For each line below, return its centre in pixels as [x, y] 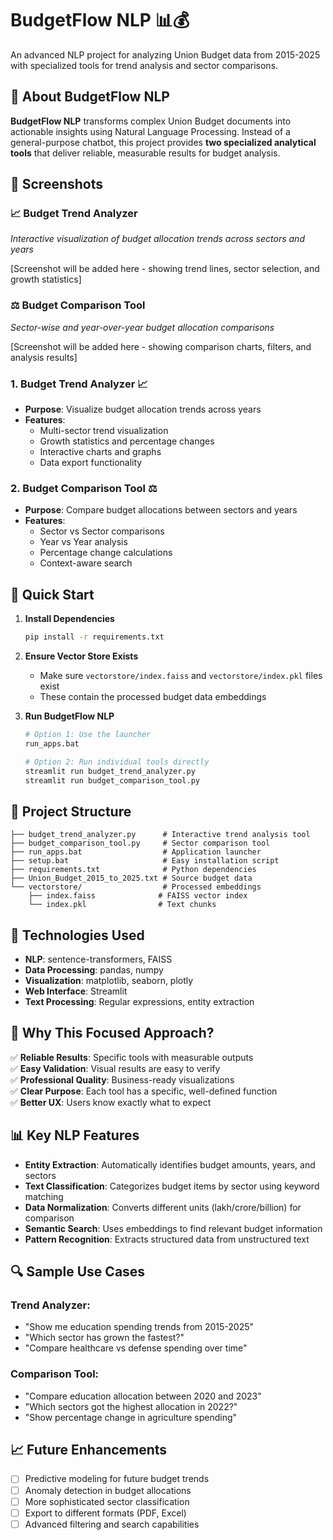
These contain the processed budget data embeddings [153, 697]
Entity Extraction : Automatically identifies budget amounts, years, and [170, 1164]
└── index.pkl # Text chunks [122, 905]
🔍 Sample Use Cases [78, 1272]
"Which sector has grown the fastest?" [104, 1338]
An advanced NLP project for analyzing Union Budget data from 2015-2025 [165, 54]
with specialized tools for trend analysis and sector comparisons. [144, 65]
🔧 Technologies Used [77, 935]
